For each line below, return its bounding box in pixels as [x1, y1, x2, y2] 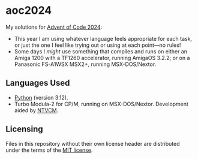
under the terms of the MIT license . [5, 146, 93, 154]
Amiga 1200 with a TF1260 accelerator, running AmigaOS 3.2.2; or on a [14, 54, 190, 61]
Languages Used [5, 78, 70, 88]
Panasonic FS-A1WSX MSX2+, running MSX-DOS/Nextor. [14, 61, 157, 68]
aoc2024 [5, 4, 52, 17]
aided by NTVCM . [14, 106, 59, 114]
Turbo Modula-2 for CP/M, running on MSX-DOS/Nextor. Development [14, 100, 188, 107]
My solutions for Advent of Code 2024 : [5, 23, 103, 31]
